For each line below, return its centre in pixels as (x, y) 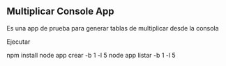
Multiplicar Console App (60, 11)
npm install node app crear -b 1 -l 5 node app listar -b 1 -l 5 (91, 55)
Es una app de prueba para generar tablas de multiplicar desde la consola (113, 28)
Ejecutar (18, 42)
